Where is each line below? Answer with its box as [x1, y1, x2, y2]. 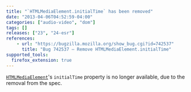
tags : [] [6, 24, 28, 31]
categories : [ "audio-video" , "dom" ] [6, 19, 95, 25]
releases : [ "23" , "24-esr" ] [6, 30, 75, 36]
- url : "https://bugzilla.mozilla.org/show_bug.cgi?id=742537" [16, 41, 175, 47]
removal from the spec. [6, 79, 63, 86]
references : [6, 36, 35, 41]
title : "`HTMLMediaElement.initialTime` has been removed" [6, 8, 154, 15]
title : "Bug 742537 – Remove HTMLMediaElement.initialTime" [21, 47, 172, 52]
